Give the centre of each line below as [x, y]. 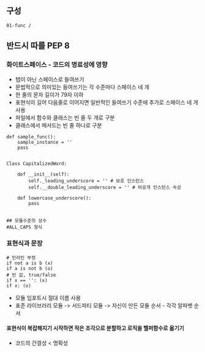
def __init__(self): [43, 174]
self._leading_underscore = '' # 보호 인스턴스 [86, 181]
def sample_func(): [31, 137]
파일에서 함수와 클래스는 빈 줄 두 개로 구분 [65, 118]
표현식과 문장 [24, 244]
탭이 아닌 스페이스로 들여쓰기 [50, 79]
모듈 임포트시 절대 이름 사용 [48, 298]
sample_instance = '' [45, 142]
